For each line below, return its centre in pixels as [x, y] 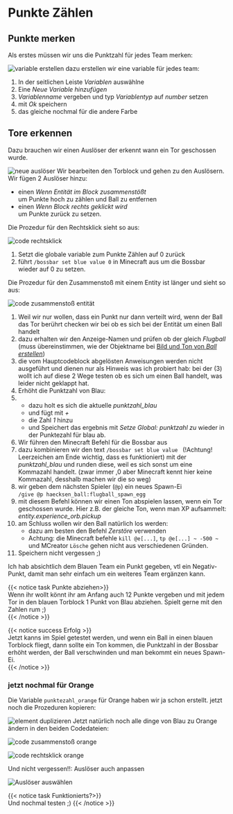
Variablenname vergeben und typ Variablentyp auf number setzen [113, 97]
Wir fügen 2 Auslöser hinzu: [48, 178]
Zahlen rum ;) [27, 609]
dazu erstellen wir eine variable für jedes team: [132, 68]
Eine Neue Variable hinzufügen [62, 89]
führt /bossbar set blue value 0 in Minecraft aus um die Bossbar [112, 261]
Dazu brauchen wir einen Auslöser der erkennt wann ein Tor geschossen [112, 150]
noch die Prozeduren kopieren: [52, 708]
